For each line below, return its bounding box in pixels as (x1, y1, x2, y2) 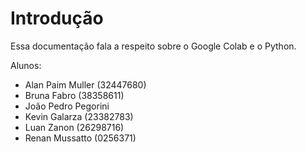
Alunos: (10, 59, 42, 71)
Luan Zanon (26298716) (24, 121, 125, 133)
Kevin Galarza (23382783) (24, 110, 134, 122)
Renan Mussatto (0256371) (24, 132, 137, 144)
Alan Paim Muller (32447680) (24, 78, 147, 91)
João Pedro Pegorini (24, 100, 110, 112)
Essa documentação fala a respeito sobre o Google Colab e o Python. (10, 40, 297, 52)
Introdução (10, 7, 104, 30)
